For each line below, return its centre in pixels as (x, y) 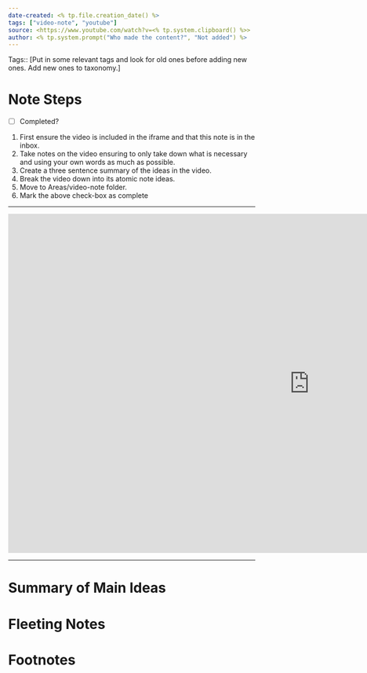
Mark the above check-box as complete (84, 196)
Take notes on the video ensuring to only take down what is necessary (133, 154)
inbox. (29, 145)
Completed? (39, 122)
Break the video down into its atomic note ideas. (97, 179)
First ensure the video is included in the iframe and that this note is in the (137, 137)
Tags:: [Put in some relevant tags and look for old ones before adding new (127, 60)
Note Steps (45, 100)
